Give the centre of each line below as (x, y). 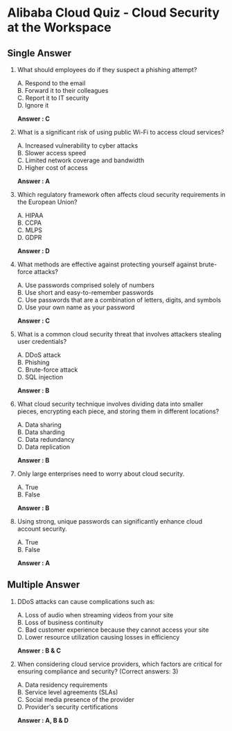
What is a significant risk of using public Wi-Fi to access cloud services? (121, 132)
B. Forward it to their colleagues (63, 91)
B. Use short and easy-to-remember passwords (85, 292)
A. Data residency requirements (62, 685)
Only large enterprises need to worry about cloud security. (101, 474)
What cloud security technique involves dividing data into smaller (110, 404)
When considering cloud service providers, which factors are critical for (120, 664)
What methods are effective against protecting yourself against (107, 264)
